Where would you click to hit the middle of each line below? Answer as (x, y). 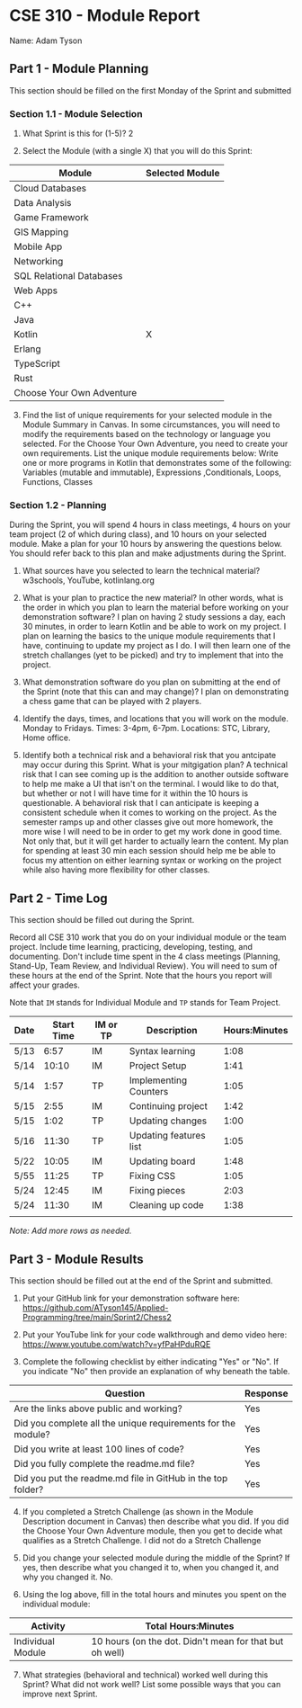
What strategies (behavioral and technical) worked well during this (145, 1675)
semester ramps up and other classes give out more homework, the (148, 822)
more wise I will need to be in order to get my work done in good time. (152, 832)
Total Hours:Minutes (190, 1626)
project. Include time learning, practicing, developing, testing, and (131, 947)
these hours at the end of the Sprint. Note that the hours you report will (141, 976)
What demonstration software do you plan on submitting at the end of (151, 682)
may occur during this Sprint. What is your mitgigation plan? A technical (155, 765)
